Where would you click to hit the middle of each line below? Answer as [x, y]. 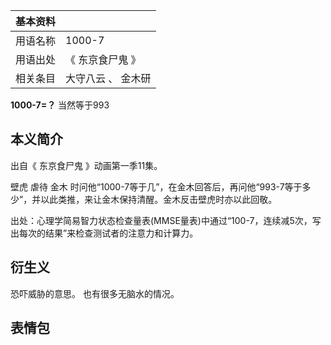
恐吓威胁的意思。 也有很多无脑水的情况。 [95, 293]
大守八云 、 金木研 [108, 78]
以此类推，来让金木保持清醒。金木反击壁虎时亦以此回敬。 [159, 199]
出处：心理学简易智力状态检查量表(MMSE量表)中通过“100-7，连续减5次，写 [166, 220]
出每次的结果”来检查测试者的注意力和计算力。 [104, 233]
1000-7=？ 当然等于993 [60, 105]
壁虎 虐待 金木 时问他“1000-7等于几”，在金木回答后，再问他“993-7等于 [156, 186]
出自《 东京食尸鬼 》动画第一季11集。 [86, 165]
